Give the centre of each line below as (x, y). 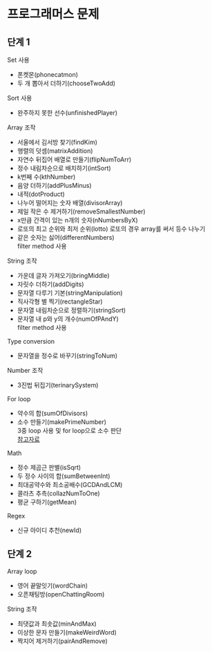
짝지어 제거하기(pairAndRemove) (62, 641)
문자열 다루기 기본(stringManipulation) (70, 293)
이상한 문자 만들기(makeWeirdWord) (67, 632)
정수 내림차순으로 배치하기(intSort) (64, 168)
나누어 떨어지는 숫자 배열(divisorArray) (70, 203)
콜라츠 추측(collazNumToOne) (58, 493)
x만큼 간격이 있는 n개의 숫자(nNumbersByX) (77, 220)
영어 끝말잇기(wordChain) (52, 585)
